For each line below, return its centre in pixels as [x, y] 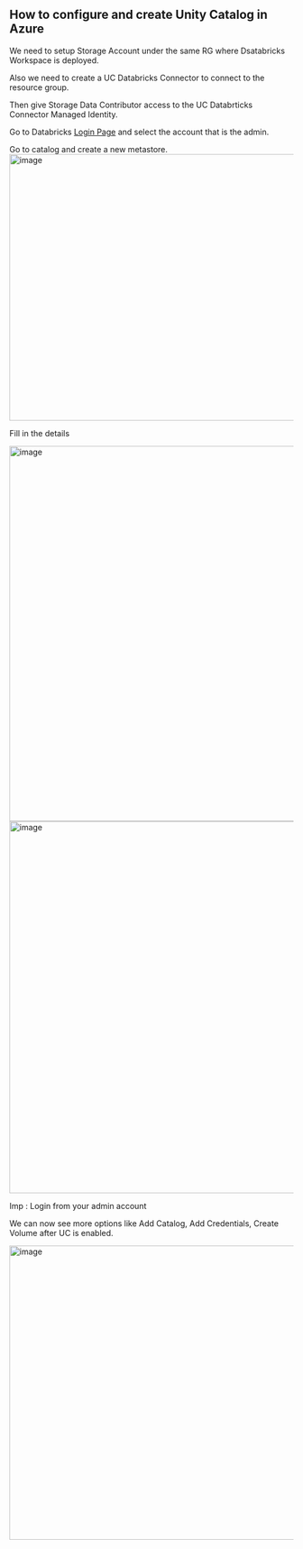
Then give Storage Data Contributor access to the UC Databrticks [131, 105]
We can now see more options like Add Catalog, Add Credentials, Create [144, 1223]
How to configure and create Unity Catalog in [138, 15]
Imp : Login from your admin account [78, 1205]
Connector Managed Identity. [64, 114]
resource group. [39, 87]
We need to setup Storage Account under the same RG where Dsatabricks [147, 50]
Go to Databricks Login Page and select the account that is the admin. [139, 132]
